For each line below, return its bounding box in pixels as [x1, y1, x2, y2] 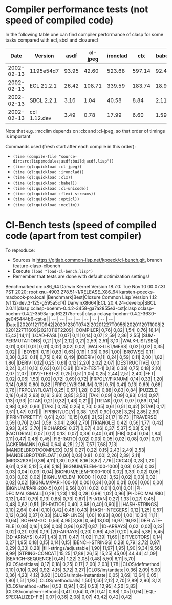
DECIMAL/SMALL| [5, 490, 44, 496]
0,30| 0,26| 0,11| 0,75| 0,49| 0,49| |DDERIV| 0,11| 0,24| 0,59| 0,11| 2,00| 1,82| [5, 354, 164, 360]
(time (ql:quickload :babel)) [12, 180, 78, 186]
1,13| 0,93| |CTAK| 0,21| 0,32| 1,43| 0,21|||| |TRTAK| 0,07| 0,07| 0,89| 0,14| [5, 397, 160, 404]
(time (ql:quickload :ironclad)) [12, 169, 84, 175]
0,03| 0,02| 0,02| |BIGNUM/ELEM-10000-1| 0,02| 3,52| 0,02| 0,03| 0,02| [5, 474, 157, 480]
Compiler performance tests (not [5, 4, 148, 15]
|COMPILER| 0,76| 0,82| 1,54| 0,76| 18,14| [74, 327, 161, 333]
